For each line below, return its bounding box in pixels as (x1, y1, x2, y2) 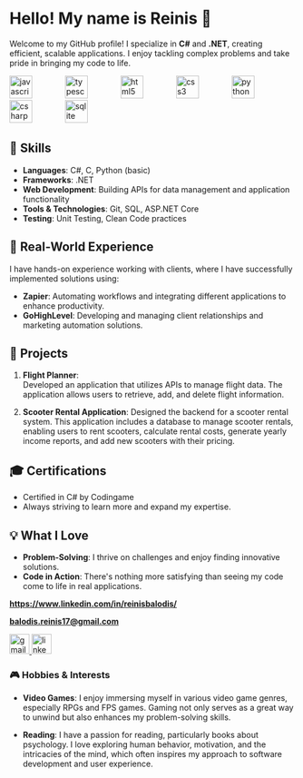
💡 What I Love (9, 527, 89, 543)
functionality (22, 193, 70, 204)
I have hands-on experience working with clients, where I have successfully (9, 263, 293, 274)
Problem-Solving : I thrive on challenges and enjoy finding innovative (22, 552, 281, 562)
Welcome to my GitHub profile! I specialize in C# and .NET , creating (9, 38, 263, 49)
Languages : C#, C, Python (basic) (22, 164, 151, 175)
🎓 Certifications (9, 463, 107, 478)
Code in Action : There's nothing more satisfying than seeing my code (22, 571, 284, 582)
